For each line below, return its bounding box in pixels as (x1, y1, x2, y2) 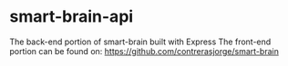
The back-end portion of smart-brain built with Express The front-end (9, 36, 272, 47)
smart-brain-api (9, 6, 134, 27)
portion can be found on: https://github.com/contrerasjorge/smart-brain (9, 45, 280, 56)
